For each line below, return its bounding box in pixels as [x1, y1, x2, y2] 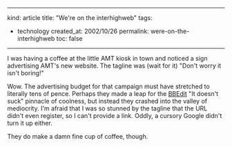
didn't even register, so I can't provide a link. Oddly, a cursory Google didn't [7, 112, 222, 119]
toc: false [56, 35, 83, 42]
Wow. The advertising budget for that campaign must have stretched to [7, 82, 211, 90]
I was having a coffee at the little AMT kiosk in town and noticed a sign [7, 55, 208, 62]
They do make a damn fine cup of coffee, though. [7, 133, 148, 140]
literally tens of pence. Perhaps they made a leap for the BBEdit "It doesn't [7, 90, 219, 97]
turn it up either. [7, 119, 53, 127]
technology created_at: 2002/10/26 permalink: [17, 27, 150, 35]
